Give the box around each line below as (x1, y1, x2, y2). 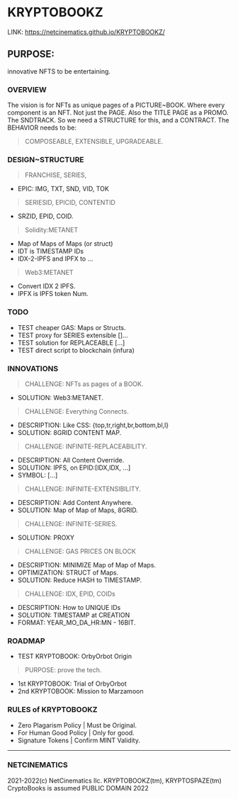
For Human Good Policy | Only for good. (17, 728, 135, 737)
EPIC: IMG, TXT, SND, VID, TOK (17, 185, 110, 193)
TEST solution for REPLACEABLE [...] (17, 338, 125, 347)
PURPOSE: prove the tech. (24, 666, 102, 674)
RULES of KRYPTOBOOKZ (7, 705, 98, 715)
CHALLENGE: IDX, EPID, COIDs (24, 589, 115, 598)
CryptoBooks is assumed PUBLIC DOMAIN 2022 (7, 783, 149, 792)
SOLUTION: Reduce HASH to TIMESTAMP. (17, 575, 142, 584)
